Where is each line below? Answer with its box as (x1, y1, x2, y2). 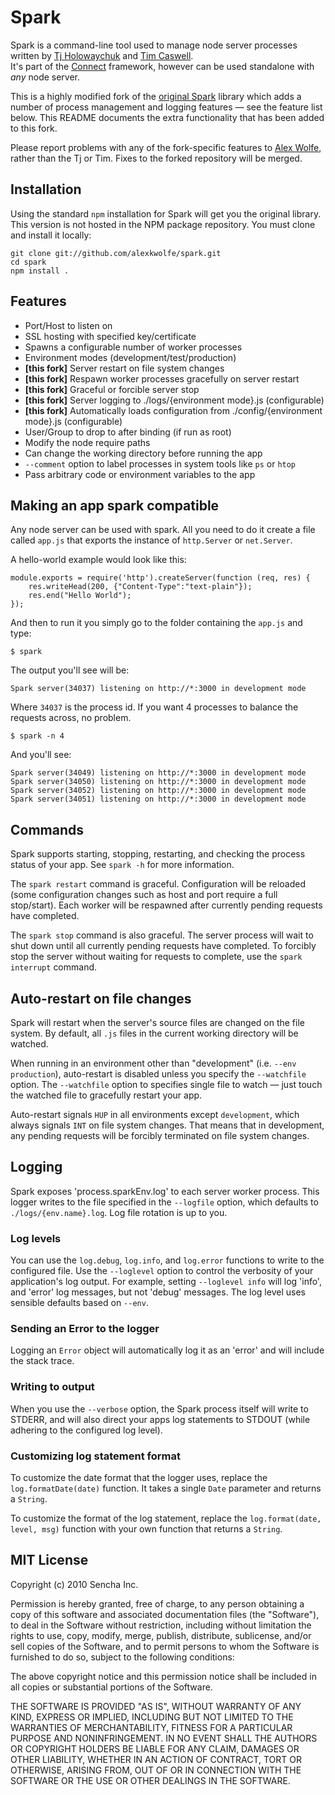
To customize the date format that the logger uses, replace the (10, 1472, 268, 1483)
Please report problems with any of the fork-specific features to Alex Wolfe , (10, 141, 322, 153)
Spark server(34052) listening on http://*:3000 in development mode (10, 786, 307, 796)
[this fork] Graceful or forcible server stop (24, 383, 200, 395)
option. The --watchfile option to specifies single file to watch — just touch (10, 1079, 323, 1090)
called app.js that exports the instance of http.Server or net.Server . (10, 534, 293, 546)
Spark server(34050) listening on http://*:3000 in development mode (10, 777, 307, 787)
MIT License (10, 1552, 89, 1569)
